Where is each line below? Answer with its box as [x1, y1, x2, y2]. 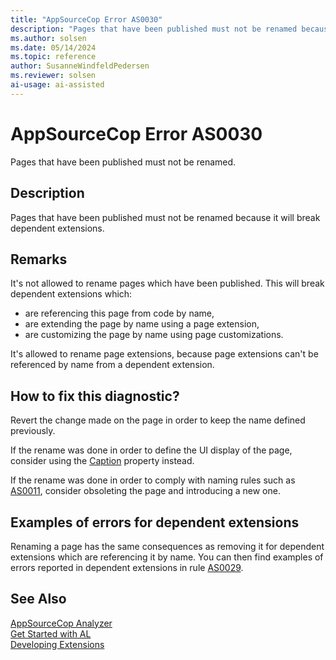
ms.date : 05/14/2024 [10, 42, 97, 53]
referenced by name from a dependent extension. [10, 359, 215, 371]
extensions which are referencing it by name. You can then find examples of [10, 551, 324, 563]
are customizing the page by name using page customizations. [24, 329, 284, 341]
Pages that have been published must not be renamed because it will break [10, 211, 321, 223]
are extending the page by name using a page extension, [24, 318, 260, 330]
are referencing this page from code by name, [24, 307, 215, 320]
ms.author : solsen [10, 33, 87, 43]
